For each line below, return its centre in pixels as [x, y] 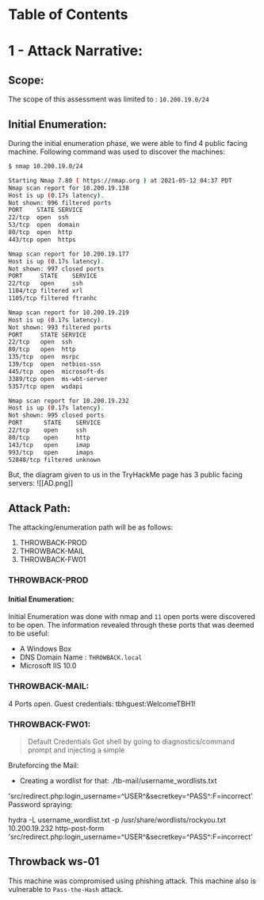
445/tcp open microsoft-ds [56, 371]
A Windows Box [46, 649]
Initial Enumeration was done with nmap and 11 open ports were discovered [132, 617]
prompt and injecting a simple [76, 750]
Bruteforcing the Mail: [44, 765]
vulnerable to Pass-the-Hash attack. [66, 889]
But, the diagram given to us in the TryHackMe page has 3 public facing [126, 475]
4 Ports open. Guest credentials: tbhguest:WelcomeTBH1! [102, 703]
